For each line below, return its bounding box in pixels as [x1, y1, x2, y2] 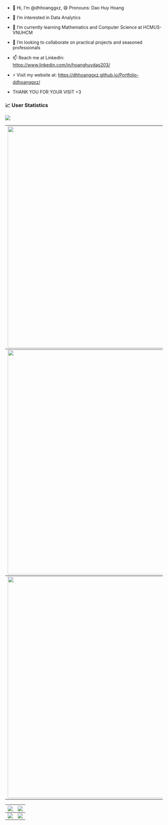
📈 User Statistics [5, 101, 48, 109]
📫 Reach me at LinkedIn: [12, 55, 64, 60]
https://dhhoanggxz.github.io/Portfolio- [57, 72, 139, 78]
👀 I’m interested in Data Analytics [12, 15, 81, 20]
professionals [12, 45, 41, 50]
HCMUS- [143, 24, 162, 30]
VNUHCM [12, 30, 33, 35]
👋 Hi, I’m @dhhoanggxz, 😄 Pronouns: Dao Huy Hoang [12, 5, 124, 11]
